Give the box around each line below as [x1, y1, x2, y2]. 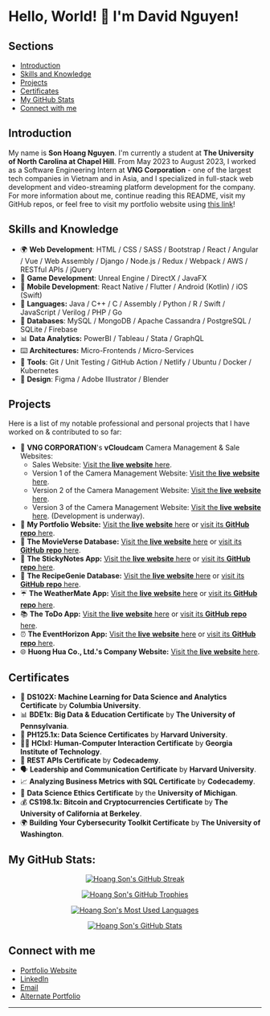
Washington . [19, 829, 64, 839]
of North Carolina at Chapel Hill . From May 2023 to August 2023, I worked [8, 156, 256, 166]
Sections [8, 39, 54, 53]
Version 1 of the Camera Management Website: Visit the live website [31, 468, 260, 478]
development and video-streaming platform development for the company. [8, 182, 256, 191]
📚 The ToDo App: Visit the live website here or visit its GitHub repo [19, 609, 247, 619]
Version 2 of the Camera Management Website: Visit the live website [31, 486, 261, 496]
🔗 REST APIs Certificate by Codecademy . [19, 755, 161, 765]
